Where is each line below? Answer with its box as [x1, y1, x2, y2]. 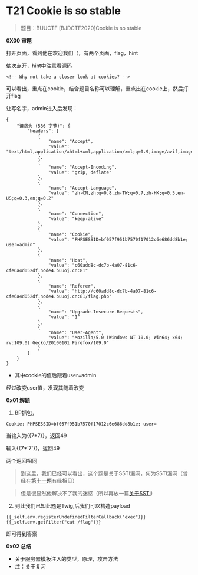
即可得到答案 [6, 530, 37, 537]
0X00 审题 [6, 37, 32, 44]
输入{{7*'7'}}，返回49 [6, 445, 60, 452]
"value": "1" [48, 314, 81, 320]
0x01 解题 [6, 397, 31, 404]
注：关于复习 [14, 563, 46, 570]
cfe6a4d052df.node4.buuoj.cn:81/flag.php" [6, 293, 112, 299]
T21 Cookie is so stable [6, 4, 121, 18]
